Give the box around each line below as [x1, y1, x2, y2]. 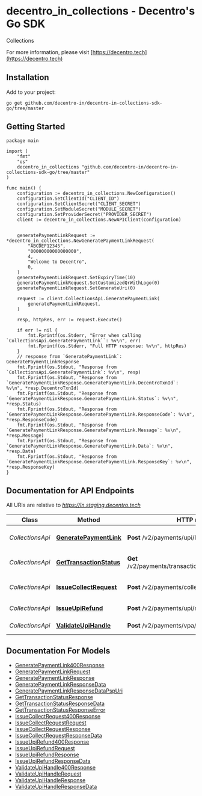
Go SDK [6, 17, 46, 31]
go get [6, 100, 23, 106]
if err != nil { [17, 327, 58, 333]
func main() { [6, 185, 42, 191]
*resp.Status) [6, 401, 42, 407]
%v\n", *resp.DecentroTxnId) [6, 385, 79, 391]
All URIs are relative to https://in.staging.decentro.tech [6, 501, 141, 509]
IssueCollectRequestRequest [14, 719, 87, 726]
